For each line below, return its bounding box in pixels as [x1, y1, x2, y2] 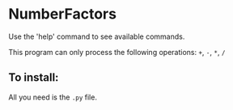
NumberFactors [8, 5, 117, 23]
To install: [8, 70, 59, 85]
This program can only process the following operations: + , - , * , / [8, 47, 226, 57]
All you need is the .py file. [8, 92, 97, 102]
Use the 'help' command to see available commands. [8, 32, 185, 41]
